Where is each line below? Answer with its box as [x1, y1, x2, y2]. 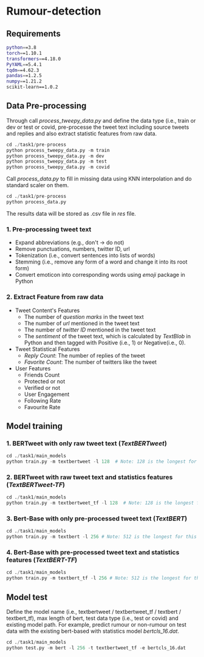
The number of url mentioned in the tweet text [24, 319, 140, 327]
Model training [6, 421, 63, 431]
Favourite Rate [24, 403, 61, 410]
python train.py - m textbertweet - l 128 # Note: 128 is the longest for [6, 458, 197, 465]
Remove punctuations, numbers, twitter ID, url [15, 245, 131, 253]
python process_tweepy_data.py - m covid [6, 164, 110, 171]
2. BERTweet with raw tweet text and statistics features [6, 472, 173, 481]
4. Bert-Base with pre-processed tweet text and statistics [6, 548, 180, 556]
